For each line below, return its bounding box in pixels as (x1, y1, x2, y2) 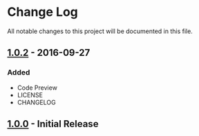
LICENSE (17, 90, 44, 99)
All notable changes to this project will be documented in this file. (7, 27, 193, 35)
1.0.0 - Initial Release (7, 118, 99, 130)
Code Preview (17, 84, 57, 92)
